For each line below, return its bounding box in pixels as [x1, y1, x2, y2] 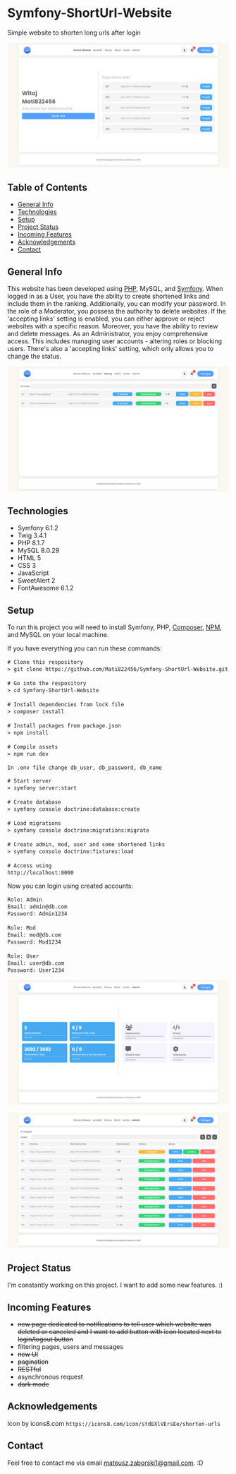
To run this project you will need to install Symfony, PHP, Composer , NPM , [7, 623, 222, 631]
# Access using [7, 862, 52, 869]
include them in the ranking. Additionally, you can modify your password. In [7, 299, 226, 308]
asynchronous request [17, 1372, 83, 1381]
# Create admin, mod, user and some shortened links [7, 841, 166, 848]
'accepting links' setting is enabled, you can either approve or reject [7, 314, 205, 323]
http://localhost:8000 [7, 869, 74, 876]
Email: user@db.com [7, 960, 65, 967]
